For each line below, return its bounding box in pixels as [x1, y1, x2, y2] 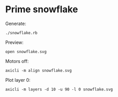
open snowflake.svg [5, 49, 47, 54]
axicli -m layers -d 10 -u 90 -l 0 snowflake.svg [5, 87, 113, 92]
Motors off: [5, 58, 29, 64]
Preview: [5, 39, 24, 45]
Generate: [5, 20, 27, 27]
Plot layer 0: [5, 77, 31, 83]
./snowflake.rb [5, 30, 38, 35]
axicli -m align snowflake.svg [5, 68, 72, 73]
